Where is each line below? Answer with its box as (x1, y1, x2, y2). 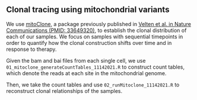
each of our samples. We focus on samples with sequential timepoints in (6, 33, 183, 40)
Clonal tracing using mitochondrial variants (6, 5, 170, 15)
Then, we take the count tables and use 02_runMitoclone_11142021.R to (6, 81, 180, 88)
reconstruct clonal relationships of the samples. (6, 87, 123, 94)
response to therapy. (6, 46, 57, 53)
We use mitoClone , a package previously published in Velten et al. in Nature (6, 20, 192, 27)
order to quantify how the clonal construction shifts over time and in (6, 39, 172, 46)
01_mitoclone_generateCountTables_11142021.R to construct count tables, (6, 63, 185, 70)
